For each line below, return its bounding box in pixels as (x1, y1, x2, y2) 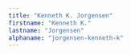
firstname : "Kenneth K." (8, 19, 92, 27)
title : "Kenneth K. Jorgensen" (8, 11, 113, 20)
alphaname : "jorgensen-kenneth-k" (8, 33, 125, 42)
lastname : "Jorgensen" (8, 26, 84, 34)
